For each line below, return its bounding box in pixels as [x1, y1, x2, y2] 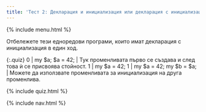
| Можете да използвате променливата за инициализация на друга [6, 69, 182, 77]
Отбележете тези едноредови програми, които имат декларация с [6, 37, 181, 45]
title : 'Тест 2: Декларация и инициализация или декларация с [6, 9, 169, 15]
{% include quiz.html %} [6, 87, 68, 95]
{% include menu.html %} [6, 26, 72, 33]
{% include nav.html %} [6, 99, 66, 106]
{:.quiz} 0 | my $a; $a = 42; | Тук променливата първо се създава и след [6, 56, 196, 63]
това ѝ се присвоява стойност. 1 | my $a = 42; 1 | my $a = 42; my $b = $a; [6, 62, 197, 70]
